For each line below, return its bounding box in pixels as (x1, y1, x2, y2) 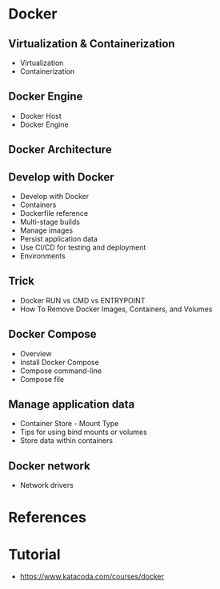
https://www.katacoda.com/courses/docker (19, 571, 165, 582)
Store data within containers (19, 436, 114, 445)
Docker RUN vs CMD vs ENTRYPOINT (19, 295, 146, 305)
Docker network (8, 459, 90, 473)
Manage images (19, 225, 74, 235)
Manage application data (8, 398, 135, 412)
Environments (19, 251, 66, 261)
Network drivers (19, 481, 74, 490)
